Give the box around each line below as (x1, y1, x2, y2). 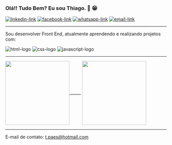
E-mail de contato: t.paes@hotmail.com (5, 134, 89, 140)
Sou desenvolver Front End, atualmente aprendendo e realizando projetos (5, 31, 161, 37)
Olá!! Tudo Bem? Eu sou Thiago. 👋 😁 (5, 5, 98, 12)
